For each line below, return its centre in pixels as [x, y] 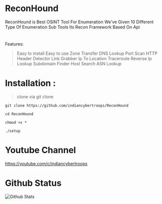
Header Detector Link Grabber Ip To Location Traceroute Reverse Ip [84, 59]
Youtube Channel [41, 150]
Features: [15, 44]
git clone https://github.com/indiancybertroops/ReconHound [67, 106]
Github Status [33, 183]
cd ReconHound [19, 114]
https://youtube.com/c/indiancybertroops [46, 164]
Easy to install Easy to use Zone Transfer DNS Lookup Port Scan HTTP [87, 53]
